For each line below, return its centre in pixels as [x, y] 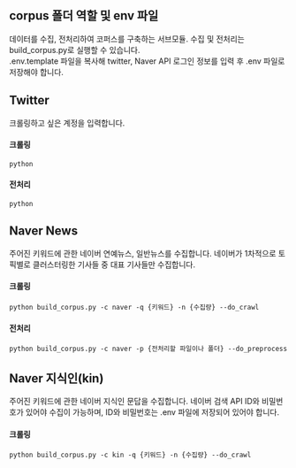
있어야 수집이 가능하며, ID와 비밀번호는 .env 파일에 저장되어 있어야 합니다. [152, 412]
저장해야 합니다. [37, 72]
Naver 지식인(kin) [57, 378]
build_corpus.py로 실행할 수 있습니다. [75, 50]
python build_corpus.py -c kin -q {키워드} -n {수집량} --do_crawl [130, 455]
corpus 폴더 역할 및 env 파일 [84, 16]
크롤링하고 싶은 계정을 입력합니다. [67, 123]
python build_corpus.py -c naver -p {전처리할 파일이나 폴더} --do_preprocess [148, 349]
